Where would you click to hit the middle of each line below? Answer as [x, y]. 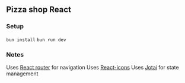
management [22, 74]
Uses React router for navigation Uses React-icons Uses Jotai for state [92, 67]
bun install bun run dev [36, 40]
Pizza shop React [39, 10]
